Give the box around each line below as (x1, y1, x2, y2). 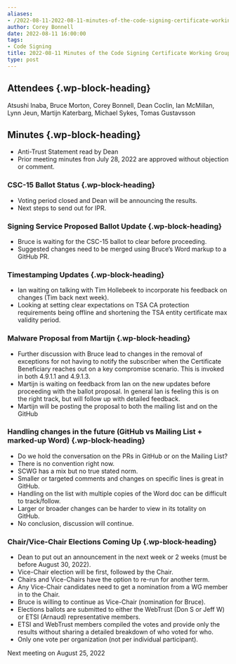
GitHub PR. (17, 252, 50, 261)
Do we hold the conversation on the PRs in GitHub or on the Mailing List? (17, 452, 228, 460)
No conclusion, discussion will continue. (17, 519, 134, 527)
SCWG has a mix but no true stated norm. (17, 467, 138, 475)
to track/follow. (17, 496, 61, 505)
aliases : (7, 10, 33, 18)
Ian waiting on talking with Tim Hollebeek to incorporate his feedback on (17, 286, 228, 295)
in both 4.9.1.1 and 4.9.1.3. (17, 371, 91, 381)
